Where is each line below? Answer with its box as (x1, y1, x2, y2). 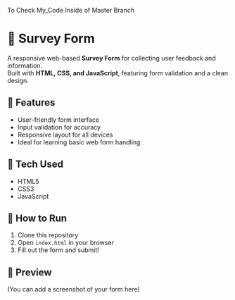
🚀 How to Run (7, 212, 68, 224)
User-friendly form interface (17, 115, 100, 124)
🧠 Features (7, 96, 56, 108)
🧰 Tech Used (7, 158, 63, 170)
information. (7, 61, 43, 70)
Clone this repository (17, 231, 79, 239)
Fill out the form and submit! (17, 246, 100, 254)
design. (7, 76, 30, 85)
